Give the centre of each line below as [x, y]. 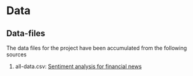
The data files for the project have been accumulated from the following [97, 48]
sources [16, 55]
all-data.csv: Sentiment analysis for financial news [78, 66]
